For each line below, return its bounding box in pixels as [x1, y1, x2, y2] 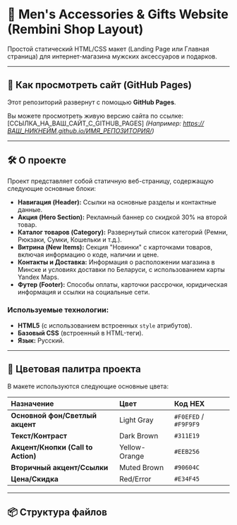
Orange [119, 451, 145, 461]
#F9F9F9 [174, 420, 200, 428]
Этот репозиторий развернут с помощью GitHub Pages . [7, 98, 176, 106]
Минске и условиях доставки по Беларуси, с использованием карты [17, 265, 225, 273]
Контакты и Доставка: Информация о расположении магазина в [17, 257, 215, 266]
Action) [11, 451, 37, 461]
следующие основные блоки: [7, 184, 97, 192]
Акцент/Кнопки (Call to [11, 442, 93, 452]
